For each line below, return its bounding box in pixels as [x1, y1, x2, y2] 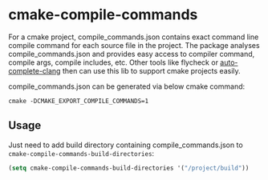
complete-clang [8, 66, 61, 75]
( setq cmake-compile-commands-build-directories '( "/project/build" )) [8, 164, 250, 172]
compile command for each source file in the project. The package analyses [8, 40, 260, 50]
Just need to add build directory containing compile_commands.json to [8, 140, 243, 150]
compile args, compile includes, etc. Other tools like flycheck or [8, 58, 219, 67]
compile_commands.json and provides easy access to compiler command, [8, 49, 255, 58]
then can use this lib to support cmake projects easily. [62, 66, 241, 75]
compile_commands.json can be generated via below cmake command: [8, 82, 246, 91]
